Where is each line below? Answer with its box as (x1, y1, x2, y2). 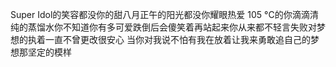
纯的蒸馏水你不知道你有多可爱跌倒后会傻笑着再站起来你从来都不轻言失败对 (10, 21, 317, 33)
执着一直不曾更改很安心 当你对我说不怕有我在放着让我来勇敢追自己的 (27, 34, 311, 45)
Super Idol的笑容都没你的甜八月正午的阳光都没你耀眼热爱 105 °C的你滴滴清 (10, 9, 319, 20)
